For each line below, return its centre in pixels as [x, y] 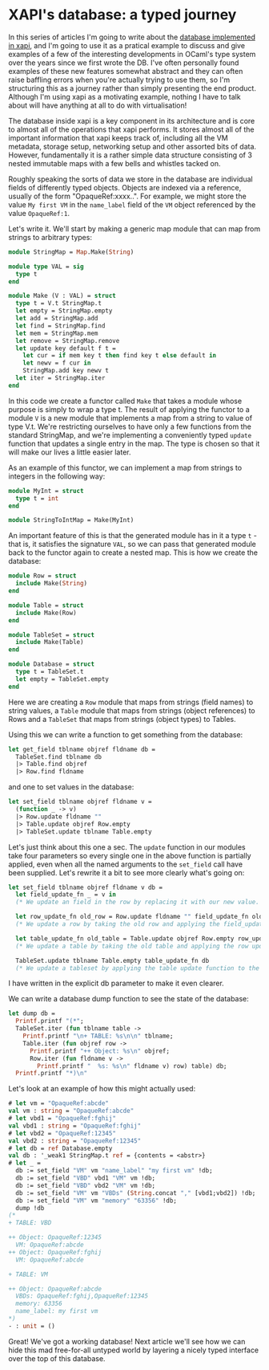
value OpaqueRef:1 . [39, 213]
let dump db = [32, 1013]
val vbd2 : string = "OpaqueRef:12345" [75, 1141]
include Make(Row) [46, 613]
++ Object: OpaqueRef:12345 [55, 1237]
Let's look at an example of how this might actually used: [102, 1089]
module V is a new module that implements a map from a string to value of [130, 418]
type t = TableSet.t [50, 672]
